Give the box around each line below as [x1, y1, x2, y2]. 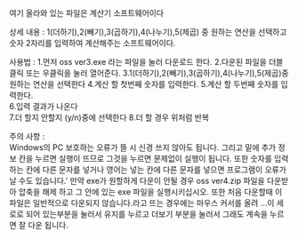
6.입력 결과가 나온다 [9, 101, 78, 111]
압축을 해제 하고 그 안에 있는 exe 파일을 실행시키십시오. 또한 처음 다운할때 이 [18, 187, 283, 197]
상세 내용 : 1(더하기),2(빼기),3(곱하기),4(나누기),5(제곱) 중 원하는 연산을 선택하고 [9, 27, 287, 37]
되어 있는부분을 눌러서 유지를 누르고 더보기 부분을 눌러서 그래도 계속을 [25, 209, 269, 219]
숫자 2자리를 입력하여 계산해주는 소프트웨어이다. [9, 38, 176, 48]
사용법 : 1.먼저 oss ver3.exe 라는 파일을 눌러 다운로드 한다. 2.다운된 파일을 [9, 57, 267, 67]
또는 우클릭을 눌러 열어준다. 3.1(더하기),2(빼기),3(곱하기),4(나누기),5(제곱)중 [25, 68, 289, 78]
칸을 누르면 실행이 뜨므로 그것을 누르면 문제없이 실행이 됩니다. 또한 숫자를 [18, 154, 273, 163]
